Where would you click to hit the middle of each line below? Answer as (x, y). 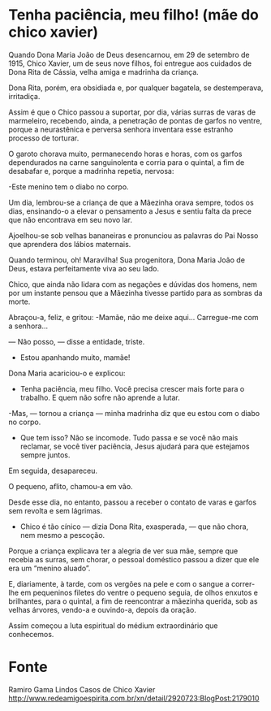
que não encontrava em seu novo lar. (70, 219)
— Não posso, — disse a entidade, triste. (77, 341)
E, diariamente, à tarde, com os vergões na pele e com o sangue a (119, 583)
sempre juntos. (45, 455)
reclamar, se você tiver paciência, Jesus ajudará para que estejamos (135, 446)
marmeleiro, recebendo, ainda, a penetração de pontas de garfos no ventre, (135, 120)
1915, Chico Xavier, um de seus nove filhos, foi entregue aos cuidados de (130, 63)
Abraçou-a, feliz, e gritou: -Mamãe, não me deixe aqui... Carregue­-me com (133, 317)
